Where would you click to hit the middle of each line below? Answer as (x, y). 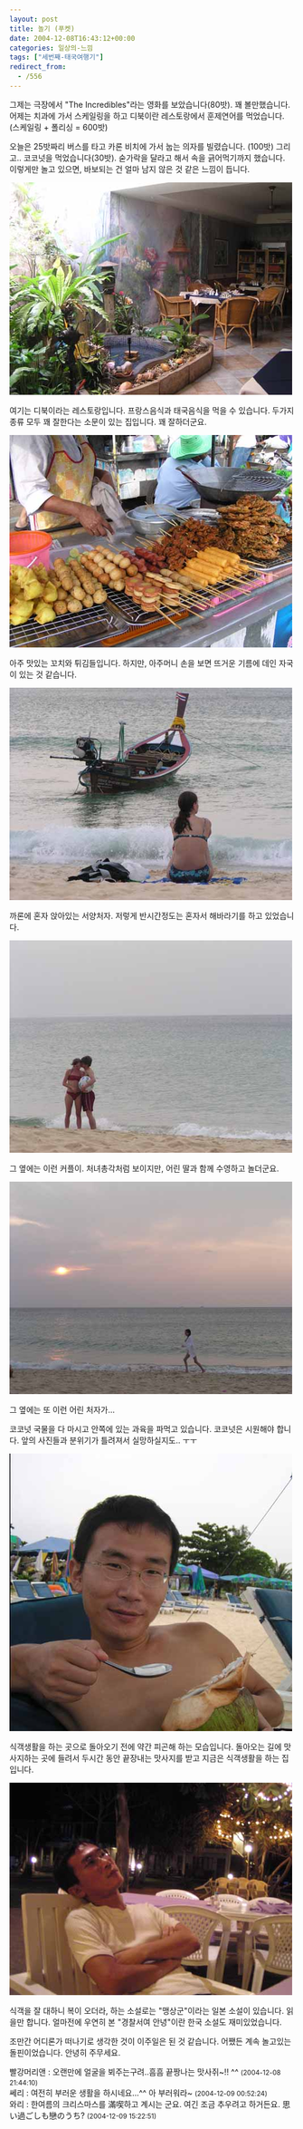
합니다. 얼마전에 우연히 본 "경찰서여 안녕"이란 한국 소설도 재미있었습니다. (154, 2022)
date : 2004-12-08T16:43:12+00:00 (72, 38)
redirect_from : (38, 67)
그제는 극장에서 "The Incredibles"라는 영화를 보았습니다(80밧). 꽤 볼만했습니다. (150, 104)
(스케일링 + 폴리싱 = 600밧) (59, 127)
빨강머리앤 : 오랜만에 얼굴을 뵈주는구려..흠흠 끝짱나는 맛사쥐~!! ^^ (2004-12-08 (145, 2072)
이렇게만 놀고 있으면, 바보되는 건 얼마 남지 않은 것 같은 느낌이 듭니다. (130, 169)
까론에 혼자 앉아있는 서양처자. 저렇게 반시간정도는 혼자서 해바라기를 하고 (136, 915)
